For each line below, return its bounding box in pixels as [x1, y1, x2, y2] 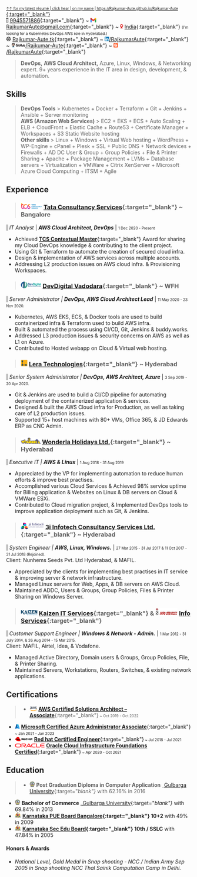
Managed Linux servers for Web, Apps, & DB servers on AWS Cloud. [14, 580, 181, 587]
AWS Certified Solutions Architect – [38, 705, 128, 712]
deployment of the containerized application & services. [14, 398, 151, 405]
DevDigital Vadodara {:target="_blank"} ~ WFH [42, 282, 179, 290]
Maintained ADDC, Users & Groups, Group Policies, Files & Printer [14, 586, 174, 594]
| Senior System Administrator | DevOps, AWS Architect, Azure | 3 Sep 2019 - [6, 373, 187, 380]
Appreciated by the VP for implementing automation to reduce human [14, 470, 183, 477]
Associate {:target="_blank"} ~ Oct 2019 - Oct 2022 [29, 711, 139, 718]
